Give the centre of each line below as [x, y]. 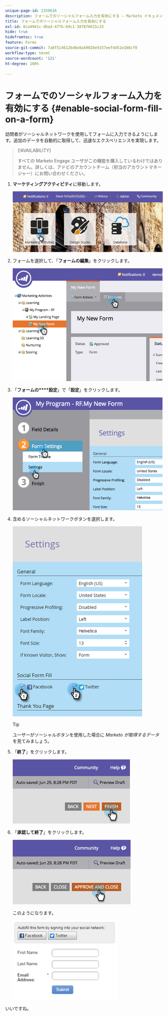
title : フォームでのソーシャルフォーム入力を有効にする [56, 21]
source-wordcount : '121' [31, 58]
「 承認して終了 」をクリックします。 [49, 833]
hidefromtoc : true [24, 37]
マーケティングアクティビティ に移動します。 [58, 184]
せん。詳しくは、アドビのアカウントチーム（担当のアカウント [85, 167]
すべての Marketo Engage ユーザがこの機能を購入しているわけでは [85, 161]
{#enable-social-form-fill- [106, 109]
